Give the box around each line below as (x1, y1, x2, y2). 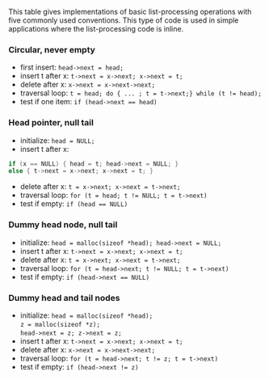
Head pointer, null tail (8, 117, 95, 129)
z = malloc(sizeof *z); (19, 320, 101, 328)
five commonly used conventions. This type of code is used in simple (8, 15, 239, 25)
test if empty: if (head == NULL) (19, 199, 128, 209)
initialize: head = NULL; (19, 135, 95, 145)
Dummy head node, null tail (8, 219, 118, 230)
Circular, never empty (8, 44, 95, 55)
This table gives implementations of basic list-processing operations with (8, 7, 252, 16)
